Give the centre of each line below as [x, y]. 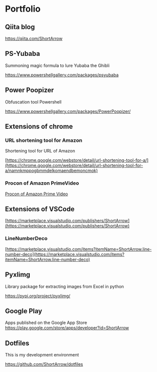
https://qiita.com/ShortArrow [34, 38]
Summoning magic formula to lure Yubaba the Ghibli [57, 65]
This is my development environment [42, 355]
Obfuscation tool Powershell [33, 102]
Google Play [24, 311]
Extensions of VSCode [40, 209]
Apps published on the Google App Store [46, 323]
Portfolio [23, 9]
